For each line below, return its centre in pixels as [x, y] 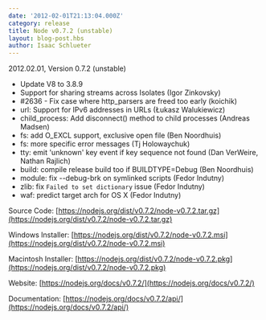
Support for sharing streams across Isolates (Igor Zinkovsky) [120, 92]
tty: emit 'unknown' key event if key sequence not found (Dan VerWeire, [139, 153]
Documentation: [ [37, 299]
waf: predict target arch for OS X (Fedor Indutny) [100, 195]
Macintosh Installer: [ [43, 259]
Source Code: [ [33, 211]
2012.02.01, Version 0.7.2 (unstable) [68, 68]
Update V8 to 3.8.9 [51, 84]
